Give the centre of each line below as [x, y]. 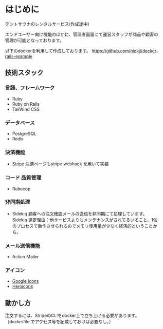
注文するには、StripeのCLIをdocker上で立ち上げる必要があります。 [72, 316]
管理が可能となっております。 [35, 40]
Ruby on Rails [26, 104]
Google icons [25, 281]
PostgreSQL [24, 134]
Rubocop [21, 189]
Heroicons [22, 286]
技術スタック [24, 73]
